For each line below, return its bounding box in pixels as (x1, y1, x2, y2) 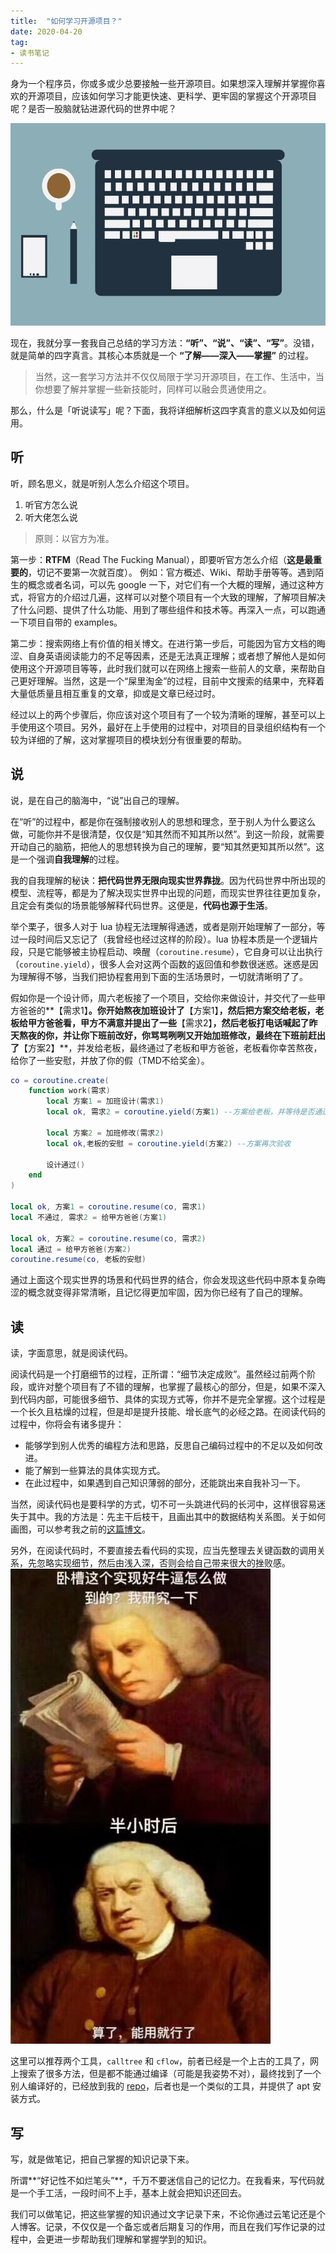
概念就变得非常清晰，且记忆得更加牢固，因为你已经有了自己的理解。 (27, 1286, 308, 1299)
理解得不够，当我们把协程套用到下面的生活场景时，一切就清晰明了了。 (18, 970, 308, 982)
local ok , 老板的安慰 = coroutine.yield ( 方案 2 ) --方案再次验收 (46, 1138, 292, 1149)
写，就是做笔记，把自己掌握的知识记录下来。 (10, 2153, 195, 2165)
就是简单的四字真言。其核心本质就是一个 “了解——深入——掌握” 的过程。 (10, 349, 314, 361)
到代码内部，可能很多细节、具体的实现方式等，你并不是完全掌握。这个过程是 (10, 1393, 326, 1405)
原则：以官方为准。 (34, 532, 115, 544)
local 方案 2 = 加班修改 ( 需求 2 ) (46, 1128, 165, 1138)
